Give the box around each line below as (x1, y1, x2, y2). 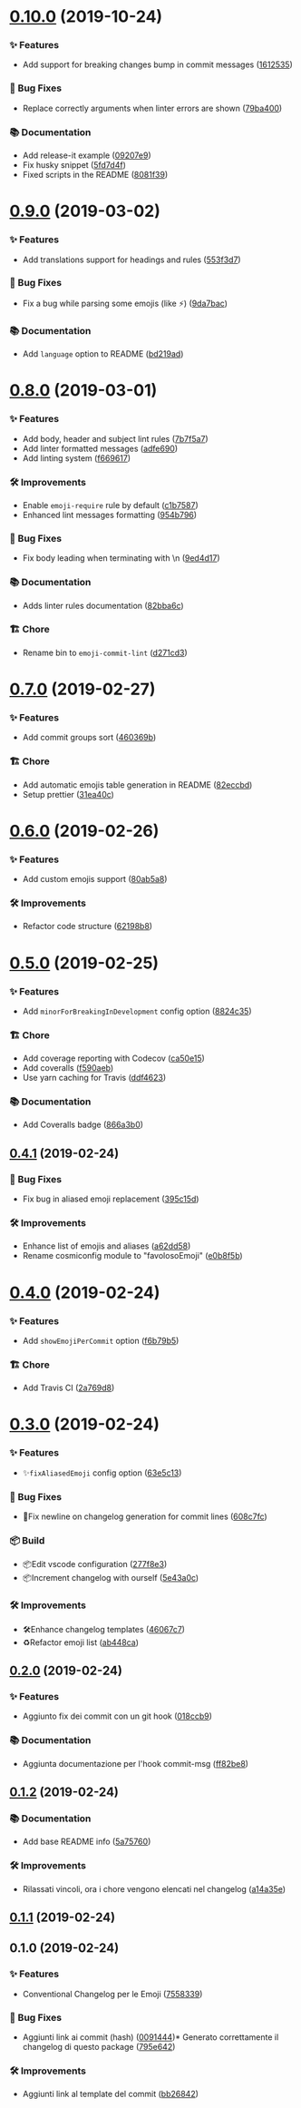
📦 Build (9, 1534, 45, 1546)
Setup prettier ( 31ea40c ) (22, 789, 115, 799)
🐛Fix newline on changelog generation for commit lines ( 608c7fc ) (22, 1511, 267, 1522)
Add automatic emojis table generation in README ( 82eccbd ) (22, 779, 253, 790)
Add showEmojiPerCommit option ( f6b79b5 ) (22, 1335, 180, 1346)
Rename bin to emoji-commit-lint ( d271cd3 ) (22, 647, 188, 658)
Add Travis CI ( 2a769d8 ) (22, 1382, 115, 1394)
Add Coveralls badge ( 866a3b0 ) (22, 1119, 143, 1131)
